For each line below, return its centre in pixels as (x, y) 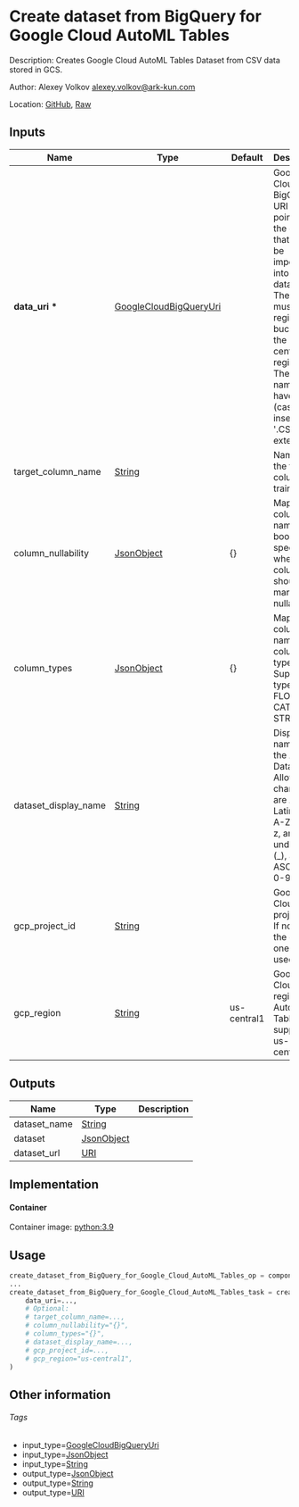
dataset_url (37, 1153)
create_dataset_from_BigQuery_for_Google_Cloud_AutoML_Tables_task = (141, 1292)
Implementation (54, 1184)
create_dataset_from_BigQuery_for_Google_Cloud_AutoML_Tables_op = (137, 1275)
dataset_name (43, 1124)
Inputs (28, 133)
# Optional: (47, 1309)
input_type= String (55, 1464)
